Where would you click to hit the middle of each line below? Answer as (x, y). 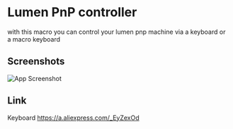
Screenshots (36, 62)
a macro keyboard (34, 39)
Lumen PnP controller (72, 12)
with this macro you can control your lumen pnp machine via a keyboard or (116, 32)
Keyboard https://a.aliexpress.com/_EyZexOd (73, 118)
